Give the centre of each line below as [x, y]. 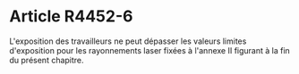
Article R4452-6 [71, 16]
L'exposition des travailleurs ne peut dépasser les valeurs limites [128, 41]
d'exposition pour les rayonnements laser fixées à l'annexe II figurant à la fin [150, 50]
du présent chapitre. [47, 60]
